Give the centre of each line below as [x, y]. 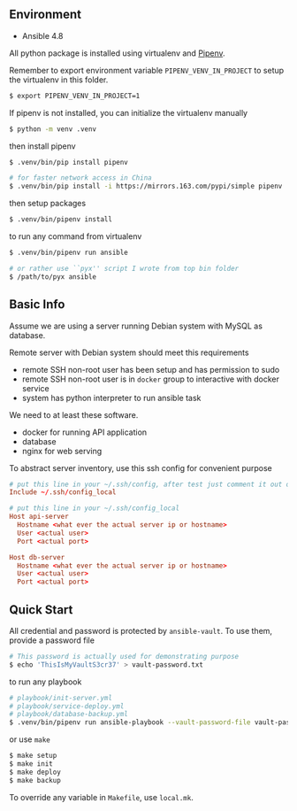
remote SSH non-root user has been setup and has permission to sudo [151, 369]
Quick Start [41, 610]
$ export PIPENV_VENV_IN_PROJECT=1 [75, 96]
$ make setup [33, 756]
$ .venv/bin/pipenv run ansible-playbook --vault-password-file [130, 722]
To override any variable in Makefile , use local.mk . [102, 797]
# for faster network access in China [80, 178]
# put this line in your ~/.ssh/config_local [94, 508]
